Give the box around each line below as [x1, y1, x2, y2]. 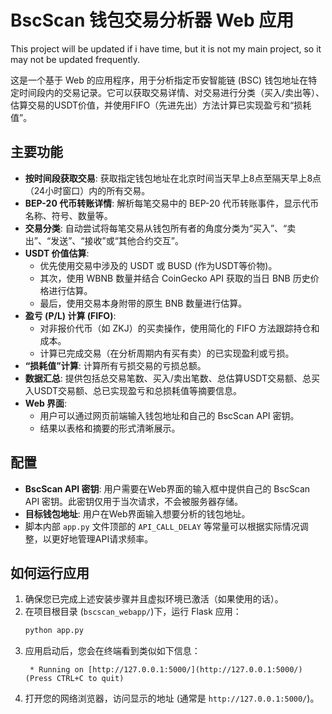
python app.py [24, 626, 84, 636]
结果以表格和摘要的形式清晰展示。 [39, 422, 181, 434]
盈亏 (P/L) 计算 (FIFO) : [24, 309, 117, 321]
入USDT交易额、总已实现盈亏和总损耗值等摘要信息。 [24, 384, 242, 396]
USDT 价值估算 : [24, 247, 90, 259]
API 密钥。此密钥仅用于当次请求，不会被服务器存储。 [24, 495, 244, 507]
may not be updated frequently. [10, 53, 140, 65]
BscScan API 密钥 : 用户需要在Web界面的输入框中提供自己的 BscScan [24, 482, 311, 495]
